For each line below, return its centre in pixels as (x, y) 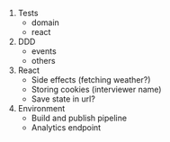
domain (45, 22)
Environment (41, 108)
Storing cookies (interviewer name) (96, 89)
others (43, 61)
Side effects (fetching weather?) (91, 80)
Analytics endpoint (66, 128)
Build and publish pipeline (79, 118)
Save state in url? (63, 99)
